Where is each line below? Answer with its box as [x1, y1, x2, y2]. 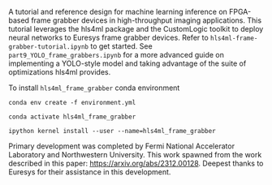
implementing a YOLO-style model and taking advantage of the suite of [8, 58, 247, 68]
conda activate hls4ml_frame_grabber [8, 113, 136, 121]
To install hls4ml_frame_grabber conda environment [8, 83, 180, 92]
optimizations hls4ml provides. [8, 67, 111, 76]
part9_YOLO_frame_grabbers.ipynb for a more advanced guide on [8, 50, 225, 59]
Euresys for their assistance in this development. [8, 167, 171, 177]
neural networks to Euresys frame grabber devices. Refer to [8, 32, 209, 42]
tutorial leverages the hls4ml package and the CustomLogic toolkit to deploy [8, 24, 264, 33]
